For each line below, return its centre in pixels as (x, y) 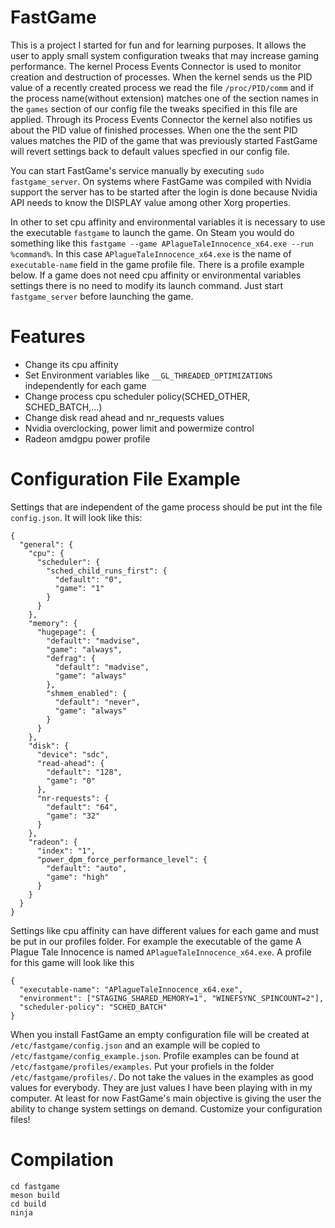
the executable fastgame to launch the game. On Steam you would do (152, 232)
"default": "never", (97, 702)
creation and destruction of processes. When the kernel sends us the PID (161, 77)
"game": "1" (79, 588)
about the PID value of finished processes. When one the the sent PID (154, 130)
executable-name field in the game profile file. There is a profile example (157, 264)
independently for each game (85, 385)
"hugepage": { (66, 632)
